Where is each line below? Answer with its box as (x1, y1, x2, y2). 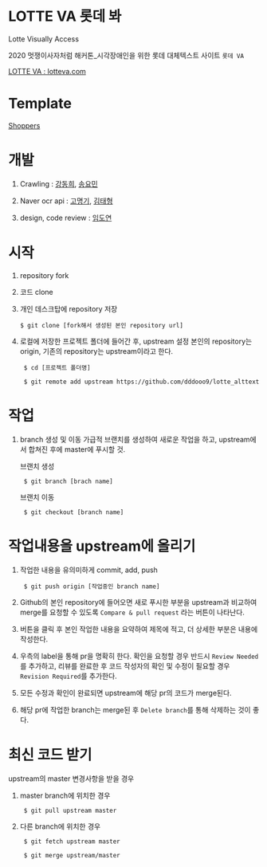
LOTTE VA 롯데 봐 (8, 7, 122, 25)
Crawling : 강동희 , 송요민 (19, 178, 98, 188)
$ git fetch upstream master (23, 838, 121, 845)
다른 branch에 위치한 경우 (19, 822, 101, 831)
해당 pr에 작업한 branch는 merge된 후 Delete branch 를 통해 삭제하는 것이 (19, 704, 251, 714)
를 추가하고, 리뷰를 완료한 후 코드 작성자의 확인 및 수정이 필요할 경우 (19, 661, 230, 670)
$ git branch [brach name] (23, 477, 113, 485)
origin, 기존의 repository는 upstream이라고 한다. (19, 346, 174, 355)
